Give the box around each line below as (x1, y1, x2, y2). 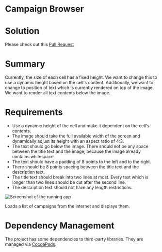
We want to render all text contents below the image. (5, 90, 111, 96)
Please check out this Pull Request (5, 42, 74, 47)
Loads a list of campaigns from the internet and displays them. (5, 203, 130, 209)
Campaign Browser (5, 3, 84, 15)
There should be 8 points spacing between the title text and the (12, 164, 139, 170)
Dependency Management (5, 220, 115, 231)
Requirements (5, 107, 63, 118)
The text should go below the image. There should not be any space (12, 144, 149, 149)
